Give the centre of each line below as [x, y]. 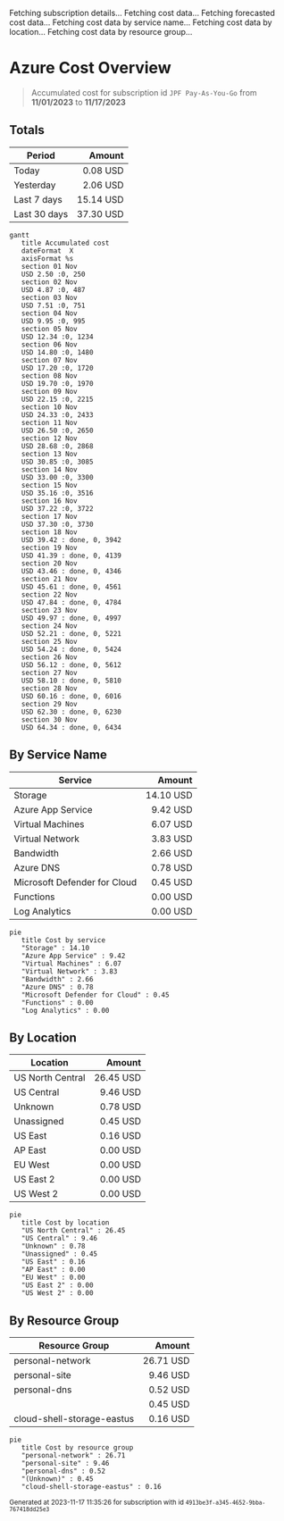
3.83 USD [172, 839]
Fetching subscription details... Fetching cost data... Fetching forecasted [142, 13]
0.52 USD [169, 1390]
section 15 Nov [49, 485]
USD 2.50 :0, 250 [54, 274]
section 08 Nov [49, 376]
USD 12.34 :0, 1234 [57, 337]
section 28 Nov [49, 688]
